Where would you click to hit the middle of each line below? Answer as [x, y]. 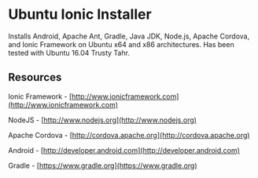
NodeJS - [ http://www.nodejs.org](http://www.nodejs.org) [102, 120]
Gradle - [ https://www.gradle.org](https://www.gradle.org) [103, 165]
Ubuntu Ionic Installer [80, 15]
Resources [35, 77]
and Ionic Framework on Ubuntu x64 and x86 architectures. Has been [121, 44]
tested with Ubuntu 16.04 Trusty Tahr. [69, 53]
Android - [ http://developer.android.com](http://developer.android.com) [124, 150]
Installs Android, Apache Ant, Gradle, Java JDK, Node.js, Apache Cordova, [129, 36]
